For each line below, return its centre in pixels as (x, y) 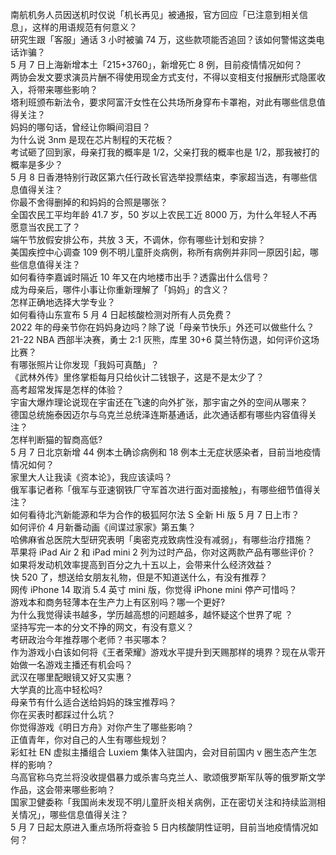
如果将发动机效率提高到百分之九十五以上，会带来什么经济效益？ (141, 564)
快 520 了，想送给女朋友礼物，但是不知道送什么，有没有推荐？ (139, 577)
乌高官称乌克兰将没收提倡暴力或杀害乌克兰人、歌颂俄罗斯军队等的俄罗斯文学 (168, 777)
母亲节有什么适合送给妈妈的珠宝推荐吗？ (93, 702)
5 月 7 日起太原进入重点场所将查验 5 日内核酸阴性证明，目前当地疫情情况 (160, 827)
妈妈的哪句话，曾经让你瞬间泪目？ (80, 127)
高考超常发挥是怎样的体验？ (67, 389)
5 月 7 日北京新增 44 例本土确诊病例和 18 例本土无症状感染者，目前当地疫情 (166, 452)
